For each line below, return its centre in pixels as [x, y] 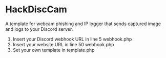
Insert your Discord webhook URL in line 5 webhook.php [72, 39]
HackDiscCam [36, 9]
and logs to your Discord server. [39, 29]
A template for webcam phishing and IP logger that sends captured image [83, 24]
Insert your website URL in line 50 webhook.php [63, 44]
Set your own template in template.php [54, 50]
